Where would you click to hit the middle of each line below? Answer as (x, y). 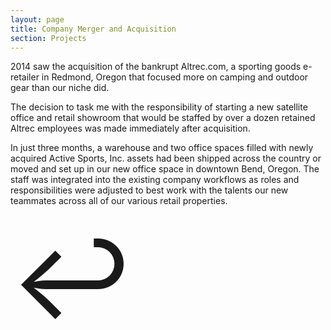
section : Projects (48, 38)
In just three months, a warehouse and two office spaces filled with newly (162, 148)
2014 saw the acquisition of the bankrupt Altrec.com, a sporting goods (156, 67)
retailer (25, 77)
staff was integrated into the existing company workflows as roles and (155, 180)
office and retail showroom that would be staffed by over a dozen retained (163, 118)
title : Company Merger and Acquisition (93, 29)
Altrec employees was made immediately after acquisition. (130, 128)
